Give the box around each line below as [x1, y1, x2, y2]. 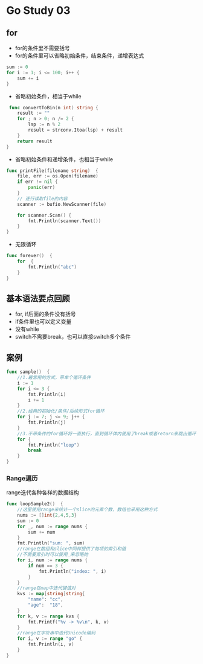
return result [17, 138, 53, 144]
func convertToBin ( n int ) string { [8, 104, 98, 110]
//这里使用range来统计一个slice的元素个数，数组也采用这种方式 [17, 506, 158, 513]
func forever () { [6, 253, 53, 259]
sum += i [17, 75, 39, 81]
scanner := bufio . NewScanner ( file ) [17, 201, 107, 207]
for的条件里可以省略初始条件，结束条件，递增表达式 [14, 52, 144, 59]
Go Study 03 [6, 4, 71, 18]
